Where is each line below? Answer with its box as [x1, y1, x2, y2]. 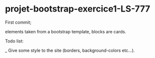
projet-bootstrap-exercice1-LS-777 [5, 3, 150, 14]
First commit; [5, 19, 32, 25]
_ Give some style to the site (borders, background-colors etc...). [5, 47, 135, 53]
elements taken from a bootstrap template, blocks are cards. [5, 29, 127, 34]
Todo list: [5, 38, 24, 44]
